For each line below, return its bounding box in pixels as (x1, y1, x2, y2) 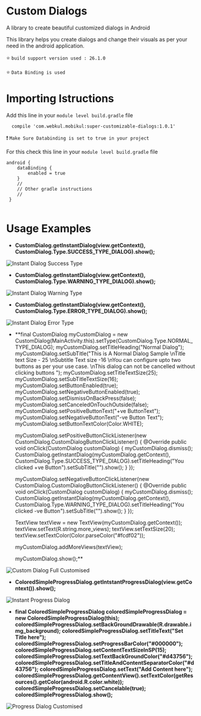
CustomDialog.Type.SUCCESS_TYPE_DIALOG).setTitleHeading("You (14, 457, 184, 464)
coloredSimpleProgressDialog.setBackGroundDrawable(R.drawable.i (14, 620, 192, 628)
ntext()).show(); (14, 584, 56, 592)
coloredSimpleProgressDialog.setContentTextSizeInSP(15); (14, 646, 167, 653)
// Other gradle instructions (17, 186, 93, 192)
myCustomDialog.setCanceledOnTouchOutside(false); (14, 401, 149, 408)
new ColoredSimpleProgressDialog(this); (14, 614, 120, 622)
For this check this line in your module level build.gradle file (6, 148, 158, 155)
